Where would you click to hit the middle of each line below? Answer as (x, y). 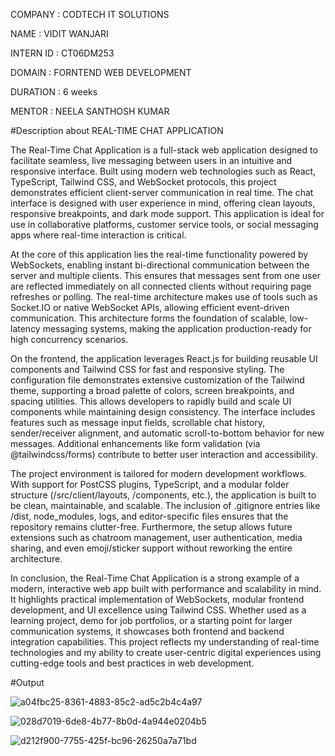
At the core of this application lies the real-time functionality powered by (159, 254)
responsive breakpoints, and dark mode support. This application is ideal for (167, 213)
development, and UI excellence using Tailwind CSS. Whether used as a (158, 610)
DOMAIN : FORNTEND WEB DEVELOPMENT (101, 72)
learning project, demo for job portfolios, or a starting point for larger (151, 620)
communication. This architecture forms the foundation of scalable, (149, 318)
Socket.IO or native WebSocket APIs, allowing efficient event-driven (150, 307)
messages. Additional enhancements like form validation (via (135, 443)
